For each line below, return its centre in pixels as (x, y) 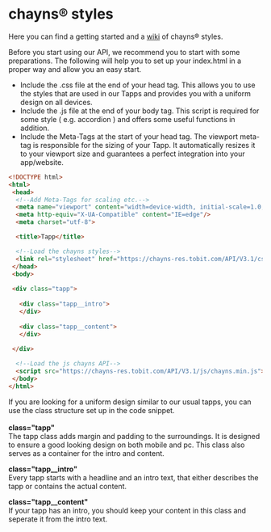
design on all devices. (56, 102)
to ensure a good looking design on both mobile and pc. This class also (127, 445)
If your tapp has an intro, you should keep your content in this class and (127, 510)
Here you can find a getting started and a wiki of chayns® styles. (116, 36)
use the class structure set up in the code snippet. (92, 410)
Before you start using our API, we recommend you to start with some (124, 52)
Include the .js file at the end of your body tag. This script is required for (140, 111)
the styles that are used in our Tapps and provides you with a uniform (135, 93)
